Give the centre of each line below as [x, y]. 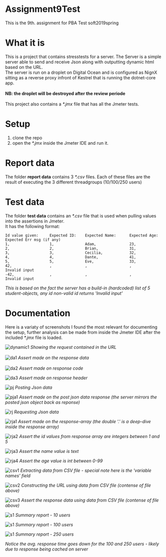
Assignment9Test [43, 9]
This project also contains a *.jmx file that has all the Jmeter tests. [72, 104]
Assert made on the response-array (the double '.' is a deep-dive [84, 421]
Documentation [38, 313]
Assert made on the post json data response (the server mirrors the [88, 397]
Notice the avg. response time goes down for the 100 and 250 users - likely [82, 544]
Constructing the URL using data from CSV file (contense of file [86, 485]
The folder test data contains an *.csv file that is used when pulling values [81, 216]
